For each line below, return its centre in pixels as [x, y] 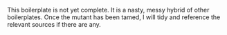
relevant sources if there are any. [54, 24]
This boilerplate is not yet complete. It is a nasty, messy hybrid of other [108, 10]
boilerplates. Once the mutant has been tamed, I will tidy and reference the [114, 17]
